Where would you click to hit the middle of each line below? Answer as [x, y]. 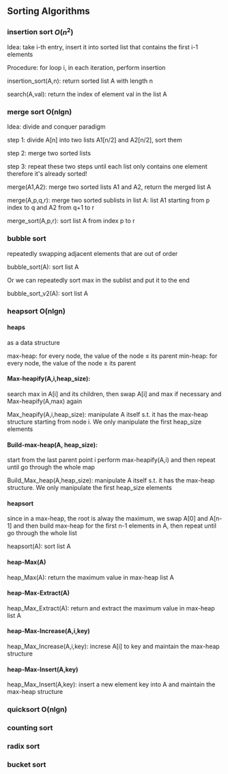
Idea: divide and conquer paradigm [56, 127]
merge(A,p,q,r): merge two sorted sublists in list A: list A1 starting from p [109, 201]
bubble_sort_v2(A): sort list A [48, 293]
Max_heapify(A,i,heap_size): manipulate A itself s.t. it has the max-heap [108, 415]
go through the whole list [42, 533]
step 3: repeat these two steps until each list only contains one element [108, 166]
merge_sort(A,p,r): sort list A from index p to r [71, 221]
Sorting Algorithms [48, 11]
